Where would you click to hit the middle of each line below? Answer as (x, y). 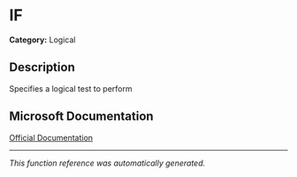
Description (42, 67)
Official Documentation (51, 137)
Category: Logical (42, 40)
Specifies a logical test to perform (71, 88)
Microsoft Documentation (81, 117)
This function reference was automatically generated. (107, 163)
